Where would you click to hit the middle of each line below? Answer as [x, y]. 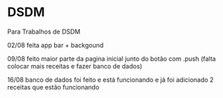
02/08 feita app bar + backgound [56, 45]
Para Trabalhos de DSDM [44, 31]
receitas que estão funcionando [53, 87]
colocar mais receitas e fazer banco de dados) [75, 66]
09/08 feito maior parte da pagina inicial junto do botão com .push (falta [111, 58]
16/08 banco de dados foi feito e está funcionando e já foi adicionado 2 [110, 79]
